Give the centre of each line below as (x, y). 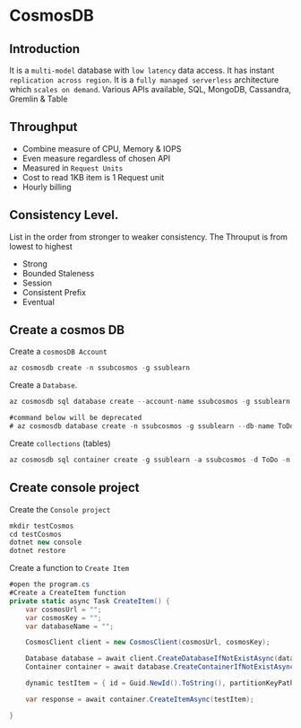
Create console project (74, 488)
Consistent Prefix (54, 292)
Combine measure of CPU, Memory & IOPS (102, 148)
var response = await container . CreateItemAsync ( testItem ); (140, 699)
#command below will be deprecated (76, 418)
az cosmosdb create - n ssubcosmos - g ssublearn (100, 368)
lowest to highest (41, 246)
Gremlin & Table (39, 99)
